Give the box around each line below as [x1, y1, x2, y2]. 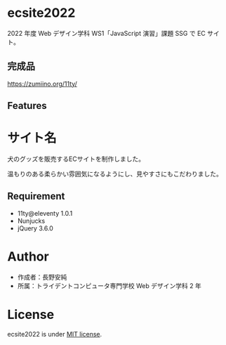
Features [7, 100, 47, 112]
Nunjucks [17, 216, 46, 225]
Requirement [7, 190, 65, 202]
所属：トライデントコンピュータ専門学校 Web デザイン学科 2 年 [17, 281, 201, 289]
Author [7, 249, 49, 265]
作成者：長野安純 [17, 273, 67, 281]
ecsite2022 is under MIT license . [7, 330, 102, 338]
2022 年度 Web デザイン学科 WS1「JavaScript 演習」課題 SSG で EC [7, 29, 206, 37]
